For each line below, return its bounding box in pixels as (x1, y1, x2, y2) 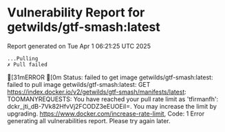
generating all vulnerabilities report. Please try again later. (7, 116, 171, 124)
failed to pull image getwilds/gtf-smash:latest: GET (7, 80, 151, 88)
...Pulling (7, 55, 39, 62)
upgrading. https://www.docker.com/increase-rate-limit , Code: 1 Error (7, 109, 205, 118)
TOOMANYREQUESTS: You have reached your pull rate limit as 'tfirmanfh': (7, 94, 219, 103)
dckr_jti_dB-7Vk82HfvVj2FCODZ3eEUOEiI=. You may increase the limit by (7, 102, 217, 110)
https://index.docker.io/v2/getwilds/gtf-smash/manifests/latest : (7, 88, 187, 96)
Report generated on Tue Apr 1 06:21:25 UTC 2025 (7, 42, 151, 50)
